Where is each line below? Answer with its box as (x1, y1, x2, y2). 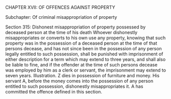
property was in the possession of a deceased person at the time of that (5, 40, 157, 46)
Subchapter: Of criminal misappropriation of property (5, 14, 117, 20)
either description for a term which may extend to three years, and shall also (5, 56, 166, 62)
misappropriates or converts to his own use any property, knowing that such (5, 35, 166, 41)
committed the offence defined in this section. (5, 89, 102, 94)
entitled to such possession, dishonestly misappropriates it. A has (5, 83, 143, 89)
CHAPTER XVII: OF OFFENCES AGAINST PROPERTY (5, 5, 115, 10)
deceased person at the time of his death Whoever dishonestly (5, 29, 138, 35)
